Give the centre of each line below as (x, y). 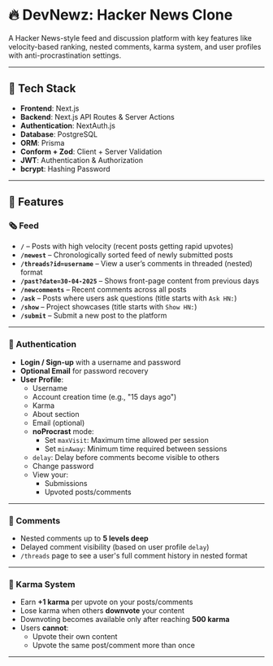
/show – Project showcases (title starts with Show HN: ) (108, 307)
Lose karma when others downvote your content (102, 611)
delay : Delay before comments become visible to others (126, 457)
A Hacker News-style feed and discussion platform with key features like (130, 37)
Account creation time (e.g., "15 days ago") (104, 397)
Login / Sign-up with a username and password (100, 362)
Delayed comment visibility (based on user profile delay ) (115, 547)
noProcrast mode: (63, 431)
